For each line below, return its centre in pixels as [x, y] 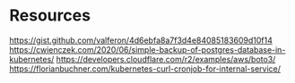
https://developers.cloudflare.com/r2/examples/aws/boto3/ [166, 59]
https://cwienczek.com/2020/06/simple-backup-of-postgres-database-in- [147, 49]
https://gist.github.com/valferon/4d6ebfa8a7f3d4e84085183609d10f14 [141, 40]
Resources [50, 16]
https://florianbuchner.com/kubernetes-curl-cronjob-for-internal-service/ [145, 69]
